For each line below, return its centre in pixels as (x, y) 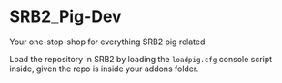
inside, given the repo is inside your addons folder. (104, 69)
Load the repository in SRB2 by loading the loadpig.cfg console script (141, 59)
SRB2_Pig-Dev (65, 17)
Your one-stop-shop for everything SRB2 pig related (107, 41)
